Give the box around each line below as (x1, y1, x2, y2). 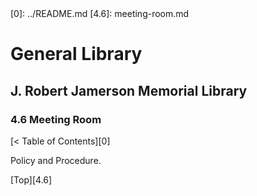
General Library (10, 43, 143, 66)
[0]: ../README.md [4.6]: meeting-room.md (10, 8, 190, 19)
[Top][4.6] (10, 173, 53, 186)
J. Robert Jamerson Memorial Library (10, 82, 248, 99)
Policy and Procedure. (10, 154, 102, 166)
